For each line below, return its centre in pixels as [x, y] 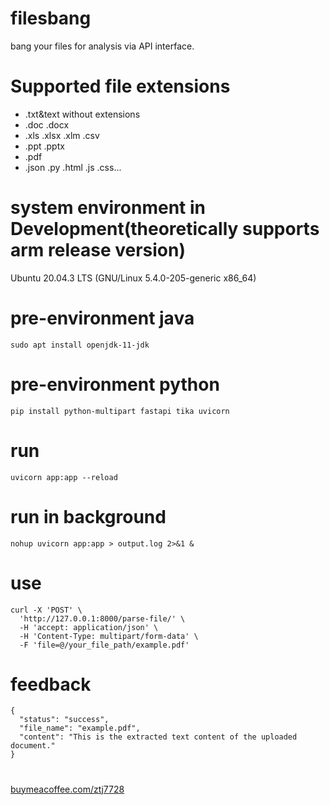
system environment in [108, 208]
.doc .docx [47, 124]
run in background [88, 516]
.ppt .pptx [44, 146]
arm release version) [98, 250]
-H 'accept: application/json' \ [89, 627]
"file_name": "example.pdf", [80, 728]
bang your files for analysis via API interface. [102, 46]
